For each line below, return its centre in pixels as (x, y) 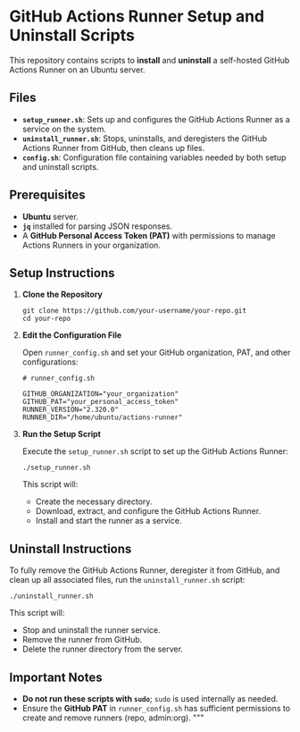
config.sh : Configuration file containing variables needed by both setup (154, 157)
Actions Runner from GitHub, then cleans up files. (113, 147)
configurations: (50, 362)
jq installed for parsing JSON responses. (97, 226)
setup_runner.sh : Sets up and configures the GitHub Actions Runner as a (156, 119)
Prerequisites (47, 195)
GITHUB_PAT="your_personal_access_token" (100, 402)
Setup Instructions (62, 273)
